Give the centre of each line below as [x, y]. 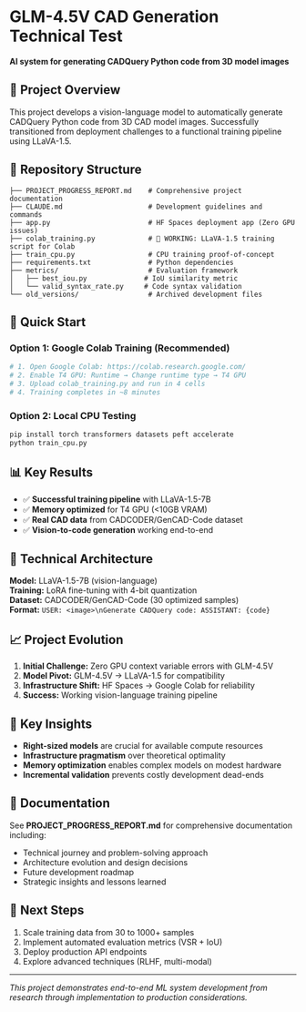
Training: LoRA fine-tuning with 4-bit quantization [103, 590]
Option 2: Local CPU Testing [73, 415]
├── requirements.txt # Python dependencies [122, 262]
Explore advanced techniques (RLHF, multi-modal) [117, 961]
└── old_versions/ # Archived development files [136, 294]
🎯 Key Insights [51, 724]
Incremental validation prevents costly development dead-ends [143, 775]
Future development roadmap [78, 872]
